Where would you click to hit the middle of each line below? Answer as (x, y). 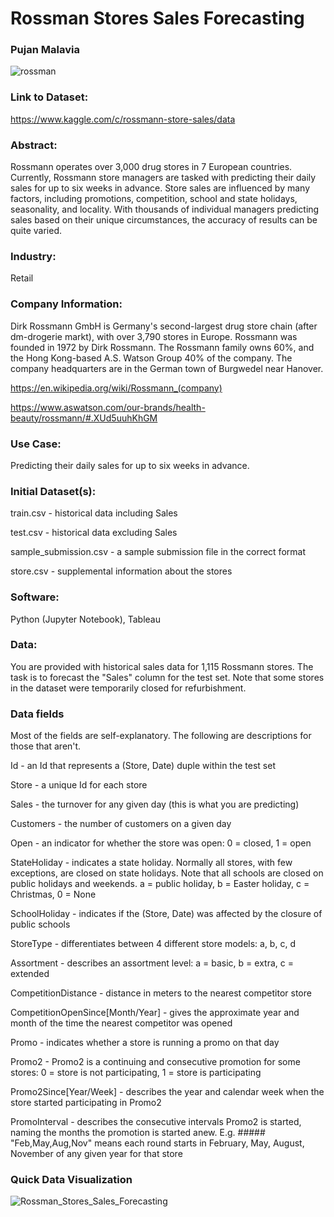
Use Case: (36, 444)
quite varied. (36, 231)
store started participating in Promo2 (86, 1103)
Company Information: (66, 304)
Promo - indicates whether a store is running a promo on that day (145, 1043)
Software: (35, 597)
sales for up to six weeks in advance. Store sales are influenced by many (160, 188)
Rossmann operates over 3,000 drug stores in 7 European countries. (151, 167)
